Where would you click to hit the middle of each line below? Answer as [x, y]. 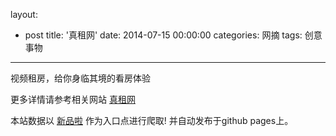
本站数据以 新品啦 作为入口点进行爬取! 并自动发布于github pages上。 [152, 120]
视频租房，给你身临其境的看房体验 [80, 78]
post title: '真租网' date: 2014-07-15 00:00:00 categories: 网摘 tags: [163, 35]
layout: [24, 14]
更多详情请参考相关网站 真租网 [73, 99]
